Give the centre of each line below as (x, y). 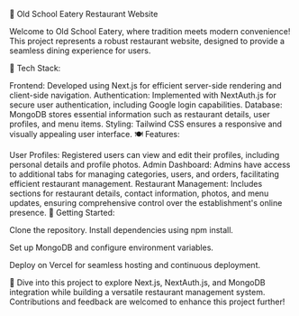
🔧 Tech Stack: (35, 68)
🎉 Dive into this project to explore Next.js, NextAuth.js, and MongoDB (137, 283)
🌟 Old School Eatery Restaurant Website (84, 14)
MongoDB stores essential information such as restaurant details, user (140, 114)
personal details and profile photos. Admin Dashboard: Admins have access (150, 164)
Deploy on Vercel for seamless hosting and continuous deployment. (135, 265)
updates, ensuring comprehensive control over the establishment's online (146, 203)
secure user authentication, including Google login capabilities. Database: (146, 105)
